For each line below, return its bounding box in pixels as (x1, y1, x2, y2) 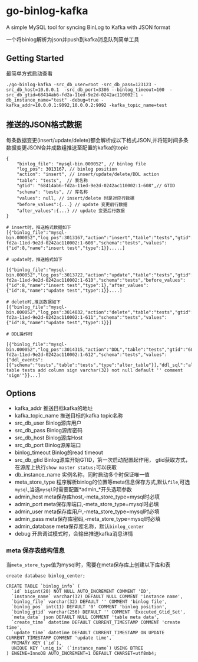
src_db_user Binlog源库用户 (14, 419, 82, 426)
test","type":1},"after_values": (67, 282, 149, 288)
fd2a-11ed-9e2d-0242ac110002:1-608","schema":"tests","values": (6, 240, 167, 246)
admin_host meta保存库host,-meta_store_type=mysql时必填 (14, 493, 160, 500)
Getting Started (6, 53, 64, 63)
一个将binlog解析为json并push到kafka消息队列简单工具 (6, 35, 140, 43)
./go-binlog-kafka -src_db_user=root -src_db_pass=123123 (6, 81, 151, 87)
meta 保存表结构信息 (6, 546, 65, 555)
